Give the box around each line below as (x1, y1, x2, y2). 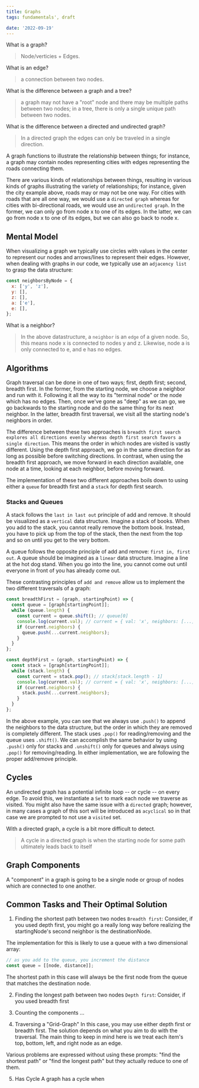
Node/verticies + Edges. (20, 53, 80, 60)
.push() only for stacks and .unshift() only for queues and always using (6, 743, 185, 750)
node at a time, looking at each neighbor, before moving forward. (6, 465, 165, 473)
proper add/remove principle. (6, 755, 78, 762)
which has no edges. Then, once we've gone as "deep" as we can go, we (6, 398, 185, 405)
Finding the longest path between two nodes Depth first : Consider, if (14, 991, 185, 999)
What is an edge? (6, 64, 49, 71)
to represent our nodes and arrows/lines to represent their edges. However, (6, 254, 191, 261)
